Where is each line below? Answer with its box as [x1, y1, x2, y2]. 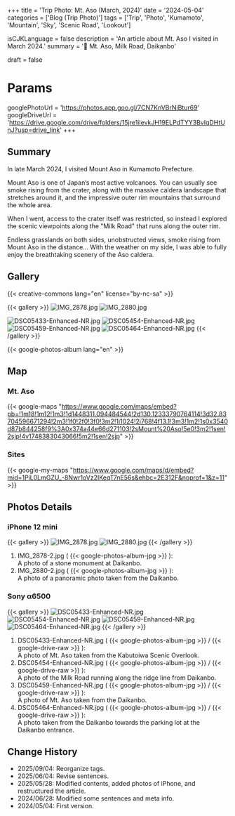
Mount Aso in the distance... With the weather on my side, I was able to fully [7, 242, 227, 251]
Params [7, 80, 53, 96]
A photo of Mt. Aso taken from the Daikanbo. [17, 695, 147, 704]
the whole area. [7, 200, 53, 209]
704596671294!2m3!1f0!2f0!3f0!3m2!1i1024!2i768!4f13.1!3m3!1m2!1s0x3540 [7, 417, 229, 426]
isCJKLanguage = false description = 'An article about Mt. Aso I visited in [7, 34, 219, 43]
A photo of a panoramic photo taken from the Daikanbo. [17, 574, 179, 582]
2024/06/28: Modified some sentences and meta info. [17, 794, 175, 803]
